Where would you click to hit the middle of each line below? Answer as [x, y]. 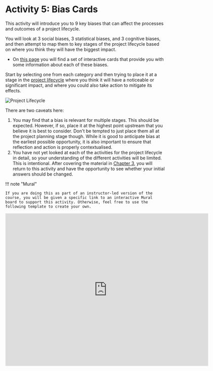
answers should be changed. [43, 174]
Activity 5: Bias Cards [52, 9]
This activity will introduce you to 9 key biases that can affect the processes [84, 23]
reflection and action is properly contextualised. [62, 147]
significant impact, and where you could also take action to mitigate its [79, 85]
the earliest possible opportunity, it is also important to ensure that [82, 142]
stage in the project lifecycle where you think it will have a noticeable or [80, 80]
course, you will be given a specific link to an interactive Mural [79, 197]
